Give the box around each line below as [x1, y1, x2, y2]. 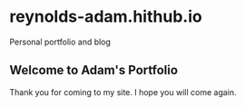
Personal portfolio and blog [9, 36, 112, 47]
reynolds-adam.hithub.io [9, 6, 202, 27]
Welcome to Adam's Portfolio [9, 63, 179, 78]
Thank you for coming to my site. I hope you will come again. [9, 86, 238, 97]
